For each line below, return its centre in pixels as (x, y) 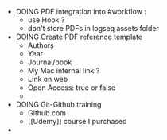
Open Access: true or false (72, 87)
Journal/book (50, 62)
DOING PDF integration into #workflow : (81, 12)
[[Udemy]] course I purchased (77, 121)
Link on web (48, 79)
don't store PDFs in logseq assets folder (93, 28)
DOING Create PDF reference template (79, 37)
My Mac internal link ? (64, 70)
